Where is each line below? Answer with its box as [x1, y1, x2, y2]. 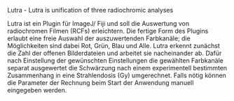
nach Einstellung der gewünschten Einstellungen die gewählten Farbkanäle [7, 56, 224, 65]
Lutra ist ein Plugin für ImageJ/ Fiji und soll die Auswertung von [7, 20, 190, 27]
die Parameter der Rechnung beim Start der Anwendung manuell [7, 79, 194, 86]
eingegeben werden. [7, 86, 67, 94]
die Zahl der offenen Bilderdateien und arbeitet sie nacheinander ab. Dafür [7, 49, 222, 57]
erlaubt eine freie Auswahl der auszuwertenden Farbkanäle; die [7, 34, 191, 42]
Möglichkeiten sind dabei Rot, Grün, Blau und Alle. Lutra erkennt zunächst [7, 42, 221, 49]
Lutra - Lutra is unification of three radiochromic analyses [7, 6, 174, 14]
